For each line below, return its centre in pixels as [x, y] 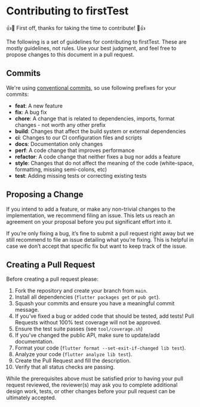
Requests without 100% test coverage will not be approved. [88, 323]
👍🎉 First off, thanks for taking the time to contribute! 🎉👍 [76, 28]
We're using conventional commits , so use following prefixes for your [91, 87]
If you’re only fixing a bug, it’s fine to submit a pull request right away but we [100, 233]
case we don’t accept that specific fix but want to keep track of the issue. [96, 246]
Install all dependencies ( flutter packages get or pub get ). [87, 297]
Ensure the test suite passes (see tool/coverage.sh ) [79, 329]
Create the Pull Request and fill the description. [73, 361]
